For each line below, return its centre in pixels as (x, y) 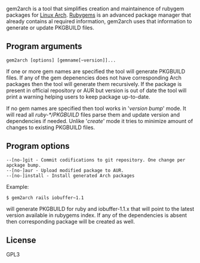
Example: (18, 186)
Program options (38, 146)
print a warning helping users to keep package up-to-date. (78, 97)
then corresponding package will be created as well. (71, 221)
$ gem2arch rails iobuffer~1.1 (45, 198)
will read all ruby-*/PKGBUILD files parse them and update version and (93, 114)
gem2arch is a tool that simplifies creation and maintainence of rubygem (95, 9)
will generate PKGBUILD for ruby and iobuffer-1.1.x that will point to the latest (100, 209)
